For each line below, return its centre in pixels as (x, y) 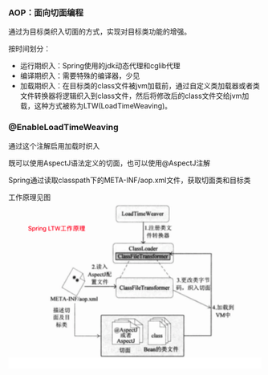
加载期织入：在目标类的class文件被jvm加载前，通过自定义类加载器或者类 (140, 86)
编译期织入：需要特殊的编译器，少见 (80, 76)
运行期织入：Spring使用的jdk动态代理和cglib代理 (100, 66)
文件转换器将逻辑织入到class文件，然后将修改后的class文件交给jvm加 (134, 96)
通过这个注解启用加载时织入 (54, 145)
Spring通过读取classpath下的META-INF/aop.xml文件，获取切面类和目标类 (130, 180)
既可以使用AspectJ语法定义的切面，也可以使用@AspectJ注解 (110, 163)
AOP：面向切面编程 (46, 12)
